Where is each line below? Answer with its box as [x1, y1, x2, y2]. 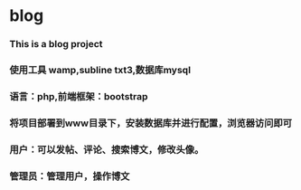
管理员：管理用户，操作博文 [9, 169, 130, 182]
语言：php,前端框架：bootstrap [9, 90, 148, 102]
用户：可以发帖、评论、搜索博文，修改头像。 [9, 143, 204, 156]
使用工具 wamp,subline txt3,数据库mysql [9, 64, 192, 77]
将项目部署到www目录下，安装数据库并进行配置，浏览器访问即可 [9, 117, 292, 129]
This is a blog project [9, 38, 103, 51]
